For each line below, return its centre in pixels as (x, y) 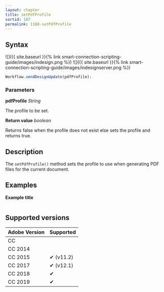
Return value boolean (28, 121)
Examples (21, 185)
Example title (19, 197)
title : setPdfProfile (28, 15)
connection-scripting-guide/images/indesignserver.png (63, 68)
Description (24, 152)
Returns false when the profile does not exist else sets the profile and (78, 130)
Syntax (17, 44)
